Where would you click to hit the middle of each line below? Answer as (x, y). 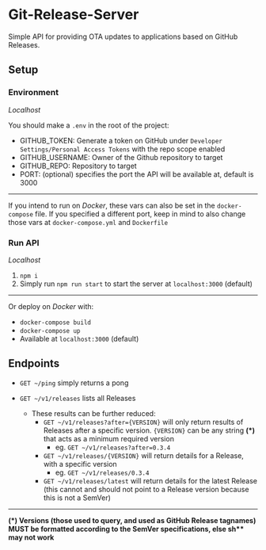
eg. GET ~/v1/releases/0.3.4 (102, 472)
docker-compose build (55, 323)
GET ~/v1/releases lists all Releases (78, 398)
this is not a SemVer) (77, 498)
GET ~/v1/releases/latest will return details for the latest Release (150, 480)
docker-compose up (50, 330)
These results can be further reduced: (93, 413)
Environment (34, 93)
